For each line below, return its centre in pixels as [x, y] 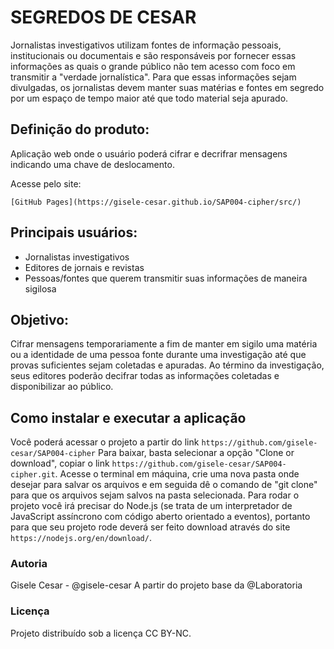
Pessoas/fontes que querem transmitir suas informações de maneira [166, 278]
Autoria [29, 564]
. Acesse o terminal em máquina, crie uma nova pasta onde [177, 474]
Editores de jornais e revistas [84, 267]
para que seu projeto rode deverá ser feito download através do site [150, 527]
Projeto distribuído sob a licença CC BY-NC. [101, 633]
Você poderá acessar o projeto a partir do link [105, 442]
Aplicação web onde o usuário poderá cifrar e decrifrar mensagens [149, 153]
